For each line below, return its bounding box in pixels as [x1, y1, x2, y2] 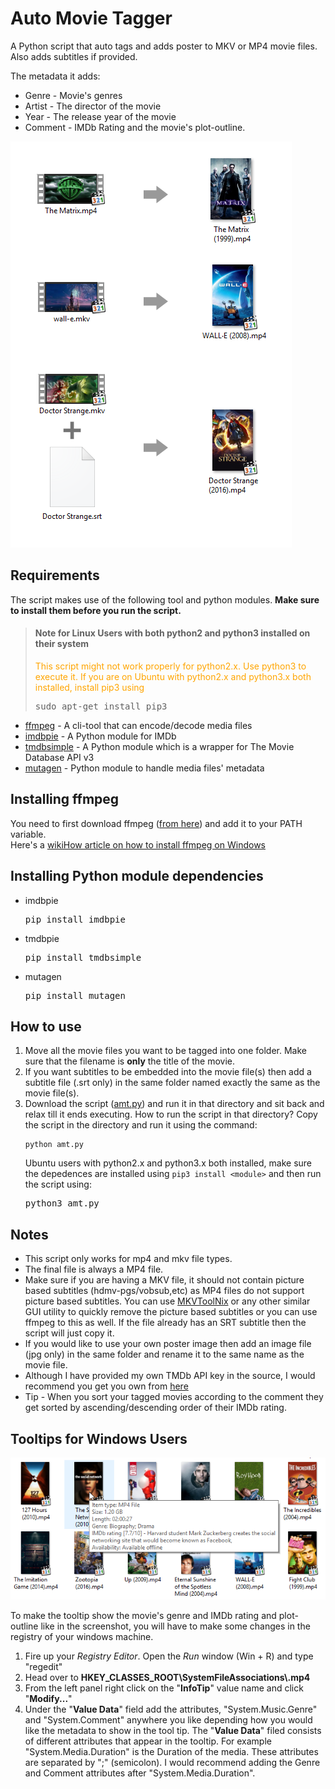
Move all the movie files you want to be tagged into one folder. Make [24, 1045, 308, 1057]
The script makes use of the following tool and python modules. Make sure [10, 593, 320, 606]
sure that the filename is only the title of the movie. [24, 1055, 236, 1067]
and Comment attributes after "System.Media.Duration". [24, 1767, 256, 1779]
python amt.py [24, 1140, 84, 1150]
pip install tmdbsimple [24, 952, 142, 963]
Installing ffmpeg [10, 791, 120, 808]
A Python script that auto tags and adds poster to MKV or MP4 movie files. [10, 40, 318, 52]
